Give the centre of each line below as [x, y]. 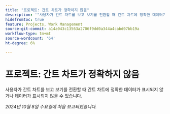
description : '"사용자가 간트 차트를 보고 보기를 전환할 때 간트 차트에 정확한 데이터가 [86, 15]
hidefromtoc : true [25, 19]
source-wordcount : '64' [30, 39]
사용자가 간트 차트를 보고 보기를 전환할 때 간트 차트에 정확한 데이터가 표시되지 [82, 89]
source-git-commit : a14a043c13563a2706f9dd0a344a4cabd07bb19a [72, 29]
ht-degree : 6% [20, 43]
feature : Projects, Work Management [44, 24]
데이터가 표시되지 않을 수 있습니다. [48, 96]
